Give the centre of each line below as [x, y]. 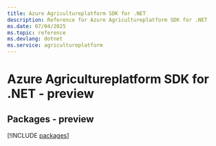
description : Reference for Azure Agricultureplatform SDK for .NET [107, 20]
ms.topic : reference [37, 33]
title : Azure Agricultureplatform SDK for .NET [77, 13]
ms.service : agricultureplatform [55, 45]
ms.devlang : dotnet [35, 39]
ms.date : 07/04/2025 [37, 26]
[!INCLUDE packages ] [38, 135]
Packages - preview [51, 119]
